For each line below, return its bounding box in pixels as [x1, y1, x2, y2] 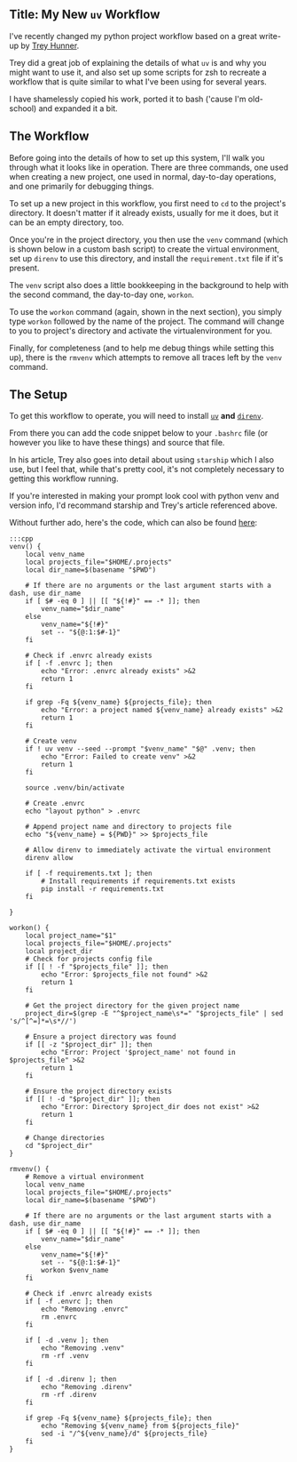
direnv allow [25, 854, 74, 863]
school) [9, 102, 37, 114]
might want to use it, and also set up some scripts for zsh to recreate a [9, 67, 268, 77]
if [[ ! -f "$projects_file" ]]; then [25, 962, 168, 972]
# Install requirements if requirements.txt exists [41, 877, 237, 886]
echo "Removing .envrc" [41, 1305, 129, 1314]
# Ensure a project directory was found [25, 1032, 176, 1041]
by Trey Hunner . [20, 40, 80, 51]
